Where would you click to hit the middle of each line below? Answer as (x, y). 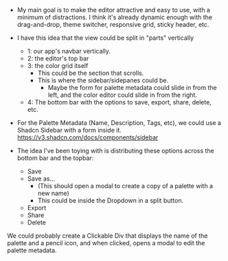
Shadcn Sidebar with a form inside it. (69, 130)
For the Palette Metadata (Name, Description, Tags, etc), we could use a (119, 123)
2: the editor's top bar (58, 58)
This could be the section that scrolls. (91, 73)
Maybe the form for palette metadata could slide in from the (133, 88)
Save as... (41, 179)
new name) (54, 193)
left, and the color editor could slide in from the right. (123, 95)
